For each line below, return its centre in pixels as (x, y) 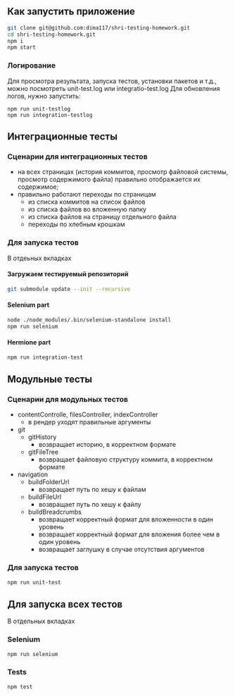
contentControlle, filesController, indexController (88, 414)
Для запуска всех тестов (65, 604)
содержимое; (38, 187)
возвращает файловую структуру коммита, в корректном (126, 459)
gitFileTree (43, 452)
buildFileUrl (45, 497)
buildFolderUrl (49, 482)
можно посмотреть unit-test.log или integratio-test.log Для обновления (114, 88)
